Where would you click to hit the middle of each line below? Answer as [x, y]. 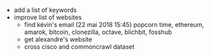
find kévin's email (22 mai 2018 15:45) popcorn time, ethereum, [114, 25]
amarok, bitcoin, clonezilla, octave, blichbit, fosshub [98, 32]
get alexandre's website [58, 39]
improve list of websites [47, 17]
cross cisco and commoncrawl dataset [79, 47]
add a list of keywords [45, 10]
